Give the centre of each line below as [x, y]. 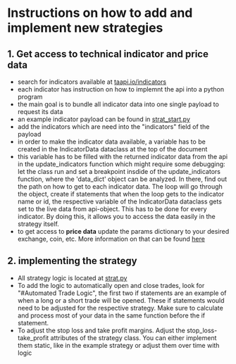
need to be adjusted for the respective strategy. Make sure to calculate [120, 308]
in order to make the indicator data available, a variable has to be [111, 142]
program [30, 97]
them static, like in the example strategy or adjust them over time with [118, 345]
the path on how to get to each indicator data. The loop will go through [120, 187]
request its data [40, 112]
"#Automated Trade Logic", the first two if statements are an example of [122, 293]
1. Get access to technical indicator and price [108, 54]
